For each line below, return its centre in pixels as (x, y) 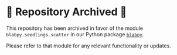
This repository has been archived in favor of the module (75, 28)
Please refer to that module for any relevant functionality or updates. (88, 46)
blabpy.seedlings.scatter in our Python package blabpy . (75, 34)
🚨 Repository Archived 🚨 (67, 12)
